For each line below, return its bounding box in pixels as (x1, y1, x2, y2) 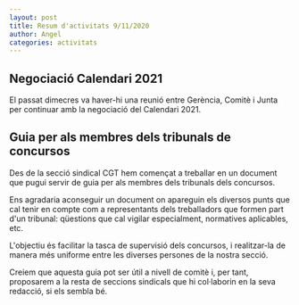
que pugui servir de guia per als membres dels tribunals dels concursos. (9, 177, 275, 187)
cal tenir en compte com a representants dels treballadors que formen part (9, 203, 284, 214)
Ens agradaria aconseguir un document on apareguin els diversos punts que (9, 194, 290, 205)
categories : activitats (9, 37, 98, 47)
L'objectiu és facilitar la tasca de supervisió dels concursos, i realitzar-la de (9, 240, 286, 251)
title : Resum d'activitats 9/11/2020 (9, 21, 150, 30)
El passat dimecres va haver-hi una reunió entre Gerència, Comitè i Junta (9, 95, 278, 105)
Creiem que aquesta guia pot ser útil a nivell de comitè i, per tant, (9, 267, 249, 277)
